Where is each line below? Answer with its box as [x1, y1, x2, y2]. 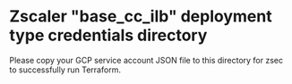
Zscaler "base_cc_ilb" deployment [9, 6, 272, 27]
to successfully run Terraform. [9, 64, 121, 75]
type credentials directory [9, 25, 208, 46]
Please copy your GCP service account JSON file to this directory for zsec [9, 55, 284, 65]
